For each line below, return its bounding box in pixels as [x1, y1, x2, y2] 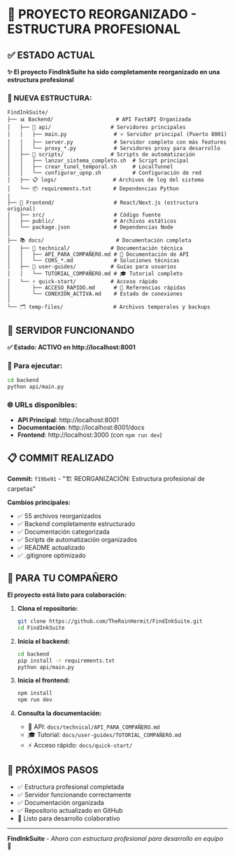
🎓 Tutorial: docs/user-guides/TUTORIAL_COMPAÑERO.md [27, 731, 182, 739]
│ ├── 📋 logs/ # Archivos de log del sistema [7, 177, 204, 184]
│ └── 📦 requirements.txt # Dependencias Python [7, 185, 180, 192]
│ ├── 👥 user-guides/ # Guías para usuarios [7, 263, 177, 271]
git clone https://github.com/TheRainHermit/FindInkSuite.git [17, 618, 203, 625]
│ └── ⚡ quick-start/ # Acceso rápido [7, 278, 158, 285]
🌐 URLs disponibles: [7, 400, 78, 410]
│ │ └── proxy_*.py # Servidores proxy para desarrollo [7, 145, 220, 152]
